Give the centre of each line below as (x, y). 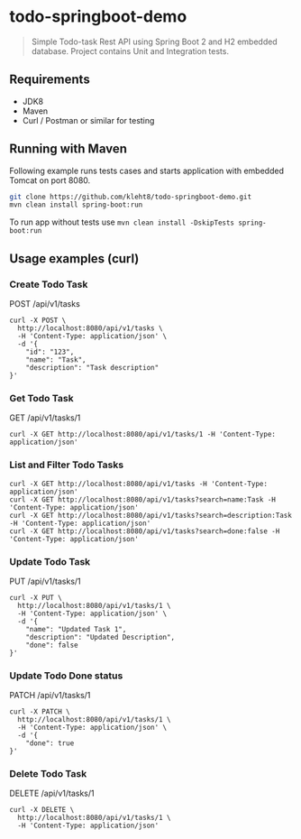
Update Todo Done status (66, 676)
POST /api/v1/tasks (45, 304)
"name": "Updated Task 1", (76, 629)
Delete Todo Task (48, 774)
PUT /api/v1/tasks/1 (45, 581)
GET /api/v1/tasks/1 (45, 418)
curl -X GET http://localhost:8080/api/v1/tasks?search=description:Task (151, 515)
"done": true (50, 743)
